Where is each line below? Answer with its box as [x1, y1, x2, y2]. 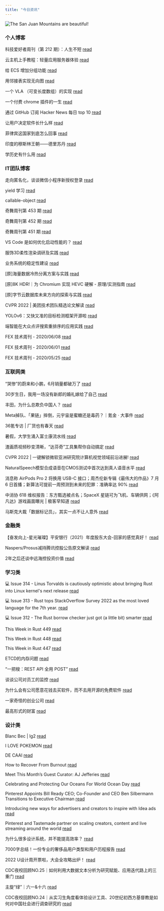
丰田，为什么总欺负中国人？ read [5, 402, 72, 408]
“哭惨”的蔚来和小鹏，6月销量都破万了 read [5, 380, 91, 386]
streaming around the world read [5, 825, 72, 831]
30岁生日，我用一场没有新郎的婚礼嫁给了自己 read [5, 391, 107, 397]
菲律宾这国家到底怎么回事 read [5, 130, 67, 136]
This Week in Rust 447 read [5, 645, 62, 651]
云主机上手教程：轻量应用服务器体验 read [5, 56, 89, 62]
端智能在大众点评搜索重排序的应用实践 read [5, 323, 94, 329]
